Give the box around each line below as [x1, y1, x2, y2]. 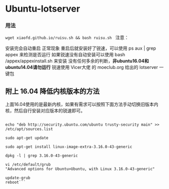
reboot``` [5, 180, 26, 185]
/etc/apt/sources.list [5, 127, 53, 132]
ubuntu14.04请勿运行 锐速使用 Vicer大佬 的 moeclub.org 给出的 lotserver [5, 64, 158, 70]
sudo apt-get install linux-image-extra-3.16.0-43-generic [5, 144, 133, 149]
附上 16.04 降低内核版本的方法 [5, 87, 100, 95]
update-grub [5, 175, 30, 180]
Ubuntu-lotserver [5, 3, 80, 15]
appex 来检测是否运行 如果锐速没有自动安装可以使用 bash [5, 52, 125, 58]
